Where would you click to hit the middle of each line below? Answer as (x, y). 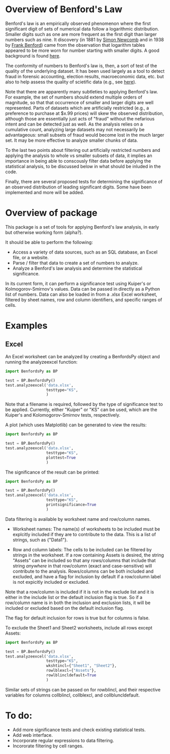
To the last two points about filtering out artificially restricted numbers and (83, 150)
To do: (19, 715)
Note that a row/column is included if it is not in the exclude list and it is (80, 592)
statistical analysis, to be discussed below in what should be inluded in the (83, 166)
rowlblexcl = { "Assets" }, (71, 671)
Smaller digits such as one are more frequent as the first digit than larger (81, 34)
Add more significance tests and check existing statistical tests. (79, 730)
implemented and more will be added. (45, 192)
